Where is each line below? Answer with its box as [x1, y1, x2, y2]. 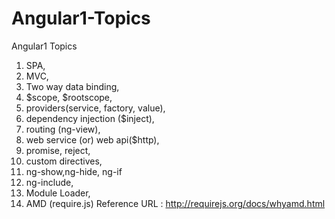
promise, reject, [25, 144, 91, 156]
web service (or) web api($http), [25, 133, 160, 146]
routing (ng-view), [25, 123, 101, 135]
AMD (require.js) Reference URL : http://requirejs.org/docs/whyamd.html [25, 197, 326, 209]
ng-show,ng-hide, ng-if [25, 165, 123, 177]
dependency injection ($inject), [25, 112, 155, 124]
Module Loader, [25, 187, 91, 199]
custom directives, [25, 155, 103, 167]
